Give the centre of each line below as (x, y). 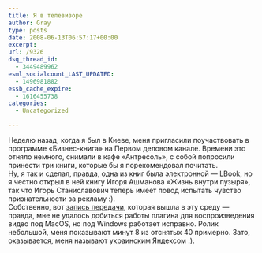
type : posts (28, 30)
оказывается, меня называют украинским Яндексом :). (101, 240)
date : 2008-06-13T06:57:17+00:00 (63, 37)
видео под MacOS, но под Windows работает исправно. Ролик (114, 224)
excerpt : (22, 45)
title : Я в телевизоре (45, 15)
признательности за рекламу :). (62, 199)
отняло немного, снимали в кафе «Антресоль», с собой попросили (122, 157)
